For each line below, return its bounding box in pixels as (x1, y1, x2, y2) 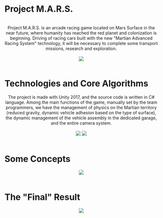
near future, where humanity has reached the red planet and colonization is (6, 30, 157, 36)
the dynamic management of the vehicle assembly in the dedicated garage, (5, 115, 157, 121)
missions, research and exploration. (45, 45, 117, 51)
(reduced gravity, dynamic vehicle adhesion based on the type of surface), (6, 109, 157, 115)
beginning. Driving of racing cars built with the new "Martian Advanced (10, 35, 153, 41)
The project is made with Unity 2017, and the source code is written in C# (8, 94, 155, 100)
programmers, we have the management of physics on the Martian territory (6, 104, 157, 110)
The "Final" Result (4, 192, 81, 202)
